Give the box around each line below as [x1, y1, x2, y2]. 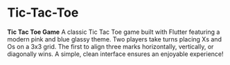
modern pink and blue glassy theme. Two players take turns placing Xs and [7, 35, 222, 43]
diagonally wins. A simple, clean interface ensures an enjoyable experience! [7, 50, 224, 58]
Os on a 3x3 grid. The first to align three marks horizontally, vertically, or [7, 42, 214, 50]
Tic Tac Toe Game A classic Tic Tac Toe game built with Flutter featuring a [7, 28, 220, 36]
